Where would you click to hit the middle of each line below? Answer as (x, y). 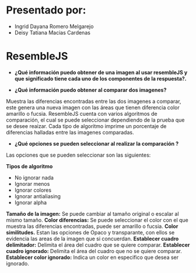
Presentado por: (46, 10)
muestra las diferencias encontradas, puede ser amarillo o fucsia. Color (92, 226)
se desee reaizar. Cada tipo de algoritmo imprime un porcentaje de (86, 126)
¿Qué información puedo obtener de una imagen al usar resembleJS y (101, 72)
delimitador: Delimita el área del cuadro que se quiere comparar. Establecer (98, 245)
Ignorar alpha (31, 202)
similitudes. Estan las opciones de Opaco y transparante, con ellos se (90, 232)
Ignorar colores (33, 190)
